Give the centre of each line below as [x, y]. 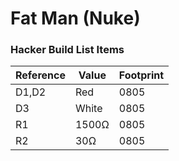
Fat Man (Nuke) [75, 18]
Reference [40, 75]
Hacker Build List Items [67, 50]
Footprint [141, 75]
